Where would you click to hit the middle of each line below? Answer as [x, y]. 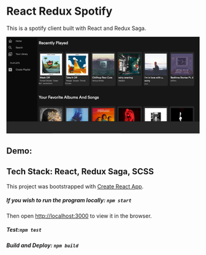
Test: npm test [24, 230]
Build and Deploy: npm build [42, 245]
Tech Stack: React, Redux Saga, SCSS [80, 172]
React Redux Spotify [59, 11]
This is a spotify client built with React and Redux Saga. [76, 28]
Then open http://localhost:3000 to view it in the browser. [79, 216]
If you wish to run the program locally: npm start [69, 201]
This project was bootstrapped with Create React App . [75, 186]
